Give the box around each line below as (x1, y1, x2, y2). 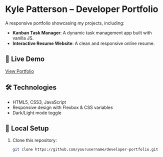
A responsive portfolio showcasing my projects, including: (5, 20, 124, 26)
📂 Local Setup (5, 124, 49, 132)
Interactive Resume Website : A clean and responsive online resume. (12, 40, 155, 46)
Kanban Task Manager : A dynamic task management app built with (12, 29, 152, 35)
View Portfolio (5, 68, 34, 74)
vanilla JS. (12, 35, 34, 41)
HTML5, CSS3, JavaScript (12, 99, 66, 105)
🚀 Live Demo (5, 55, 45, 63)
